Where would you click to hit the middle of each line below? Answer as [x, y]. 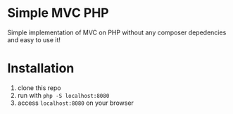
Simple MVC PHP [58, 13]
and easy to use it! [34, 39]
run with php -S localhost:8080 [63, 95]
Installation [41, 69]
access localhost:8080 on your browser [75, 103]
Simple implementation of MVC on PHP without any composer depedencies [117, 32]
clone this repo [39, 88]
